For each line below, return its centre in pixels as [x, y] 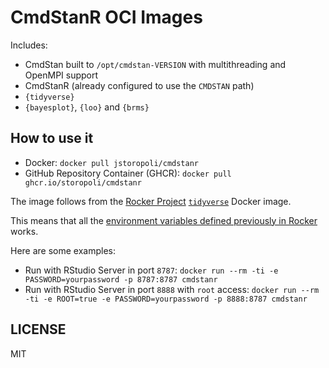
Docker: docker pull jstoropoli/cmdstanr [111, 162]
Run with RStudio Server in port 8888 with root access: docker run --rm [172, 289]
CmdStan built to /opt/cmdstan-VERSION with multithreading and [155, 64]
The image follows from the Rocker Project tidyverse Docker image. [151, 201]
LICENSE [38, 329]
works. [24, 231]
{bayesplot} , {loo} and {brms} [87, 107]
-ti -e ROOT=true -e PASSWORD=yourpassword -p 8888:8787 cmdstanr [166, 299]
